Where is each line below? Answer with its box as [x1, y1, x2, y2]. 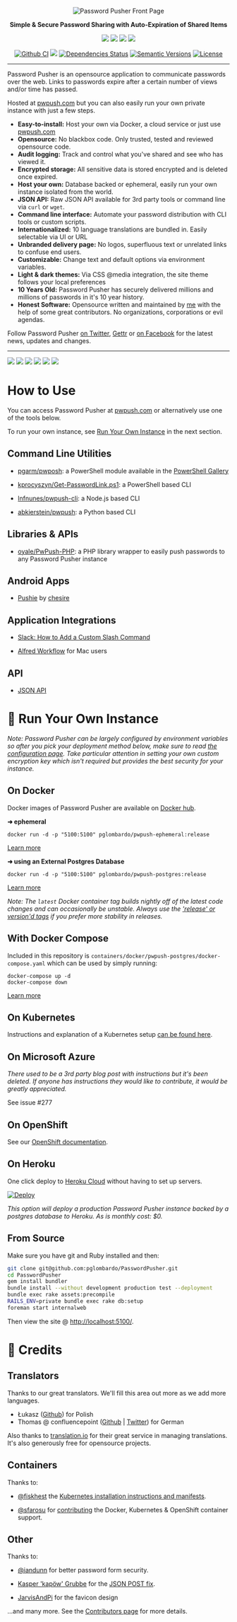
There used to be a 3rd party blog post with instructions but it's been [7, 1069, 208, 1079]
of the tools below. [7, 413, 61, 422]
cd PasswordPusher [7, 1271, 61, 1279]
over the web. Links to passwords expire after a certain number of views [7, 78, 218, 86]
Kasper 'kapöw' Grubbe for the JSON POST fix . [17, 1580, 155, 1588]
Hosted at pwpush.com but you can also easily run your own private [7, 99, 206, 107]
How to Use [7, 383, 76, 399]
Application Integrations [7, 614, 116, 626]
